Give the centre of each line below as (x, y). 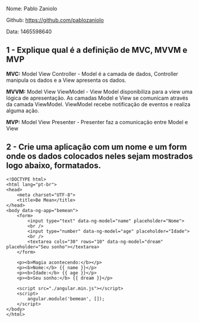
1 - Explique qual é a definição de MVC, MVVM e (97, 50)
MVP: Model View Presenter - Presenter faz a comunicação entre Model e (97, 122)
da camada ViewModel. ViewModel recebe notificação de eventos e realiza (98, 104)
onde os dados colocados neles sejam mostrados (99, 156)
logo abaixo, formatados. (53, 166)
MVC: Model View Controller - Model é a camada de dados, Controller (92, 74)
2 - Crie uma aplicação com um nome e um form (97, 147)
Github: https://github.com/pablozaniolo (55, 20)
